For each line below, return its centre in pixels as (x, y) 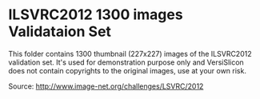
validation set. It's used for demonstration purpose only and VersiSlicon (126, 62)
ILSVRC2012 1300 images (96, 15)
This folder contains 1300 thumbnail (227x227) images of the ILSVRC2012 (130, 53)
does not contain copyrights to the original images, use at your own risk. (127, 70)
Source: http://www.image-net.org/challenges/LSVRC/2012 (106, 86)
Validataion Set (60, 32)
